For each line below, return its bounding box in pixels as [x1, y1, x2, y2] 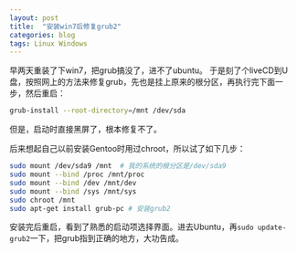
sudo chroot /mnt [9, 195, 76, 205]
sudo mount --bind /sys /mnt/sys [9, 186, 137, 196]
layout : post [9, 13, 59, 23]
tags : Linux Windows [9, 38, 89, 48]
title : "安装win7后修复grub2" [9, 22, 122, 31]
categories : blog [9, 30, 76, 39]
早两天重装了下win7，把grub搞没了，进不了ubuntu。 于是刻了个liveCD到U [9, 65, 289, 76]
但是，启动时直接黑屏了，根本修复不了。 [9, 124, 162, 135]
